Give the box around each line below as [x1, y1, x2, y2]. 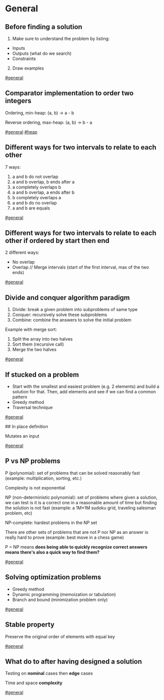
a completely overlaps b [12, 184, 62, 190]
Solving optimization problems [5, 573, 101, 582]
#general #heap [5, 129, 38, 135]
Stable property [5, 621, 55, 629]
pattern [12, 394, 28, 400]
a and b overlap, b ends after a [12, 178, 75, 185]
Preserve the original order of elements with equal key [5, 633, 115, 639]
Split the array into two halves [12, 336, 73, 342]
